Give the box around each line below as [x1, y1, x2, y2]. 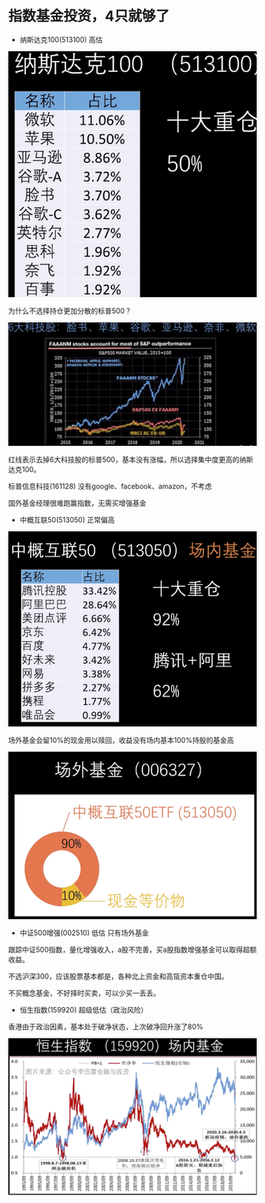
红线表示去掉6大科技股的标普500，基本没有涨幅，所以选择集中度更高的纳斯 [8, 454, 254, 464]
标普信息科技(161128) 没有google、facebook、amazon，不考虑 [8, 481, 212, 491]
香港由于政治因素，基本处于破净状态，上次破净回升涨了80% [8, 1021, 203, 1031]
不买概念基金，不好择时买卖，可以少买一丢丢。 [8, 988, 160, 997]
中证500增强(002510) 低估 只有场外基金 [19, 928, 149, 937]
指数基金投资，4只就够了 [8, 7, 170, 25]
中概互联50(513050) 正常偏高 [19, 515, 115, 524]
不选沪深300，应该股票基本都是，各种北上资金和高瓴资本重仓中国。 [8, 971, 229, 981]
